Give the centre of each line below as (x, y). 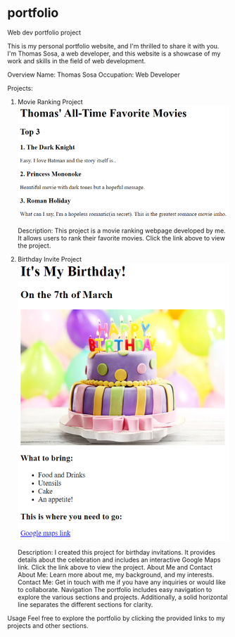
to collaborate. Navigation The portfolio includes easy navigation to (115, 590)
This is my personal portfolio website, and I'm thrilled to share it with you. (113, 46)
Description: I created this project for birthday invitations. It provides (116, 553)
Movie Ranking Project (50, 102)
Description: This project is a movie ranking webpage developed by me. (122, 231)
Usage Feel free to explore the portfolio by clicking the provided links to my (116, 618)
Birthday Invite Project (50, 259)
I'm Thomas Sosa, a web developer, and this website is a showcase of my (114, 53)
